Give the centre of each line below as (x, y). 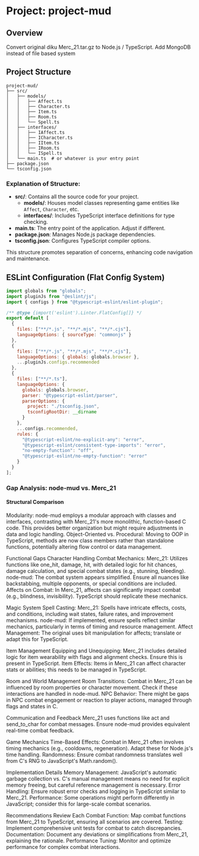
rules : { (28, 434)
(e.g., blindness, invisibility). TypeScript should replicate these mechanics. (97, 596)
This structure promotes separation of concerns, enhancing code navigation (99, 252)
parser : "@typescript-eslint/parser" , (70, 395)
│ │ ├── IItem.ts (33, 143)
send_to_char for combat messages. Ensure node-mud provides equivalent (98, 724)
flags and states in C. (32, 706)
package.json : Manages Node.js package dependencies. (85, 234)
